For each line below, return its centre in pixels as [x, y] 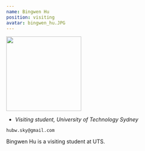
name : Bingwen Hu [28, 12]
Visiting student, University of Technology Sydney [77, 119]
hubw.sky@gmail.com [31, 131]
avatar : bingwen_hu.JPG [36, 23]
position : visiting [31, 17]
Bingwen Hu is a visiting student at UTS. [56, 141]
